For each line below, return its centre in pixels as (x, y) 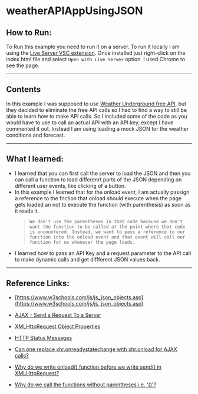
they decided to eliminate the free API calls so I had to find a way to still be (97, 110)
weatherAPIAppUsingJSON (75, 11)
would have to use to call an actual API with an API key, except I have (90, 122)
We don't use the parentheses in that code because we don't (106, 221)
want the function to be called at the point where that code (107, 227)
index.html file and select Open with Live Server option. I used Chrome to (96, 59)
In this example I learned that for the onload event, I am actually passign (102, 192)
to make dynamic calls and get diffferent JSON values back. (87, 259)
